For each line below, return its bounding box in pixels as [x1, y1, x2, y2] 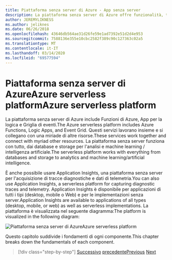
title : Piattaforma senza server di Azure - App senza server [5, 7, 141, 13]
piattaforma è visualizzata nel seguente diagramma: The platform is [5, 208, 146, 214]
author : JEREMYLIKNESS [5, 17, 54, 22]
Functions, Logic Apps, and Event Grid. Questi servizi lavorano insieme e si [5, 127, 163, 134]
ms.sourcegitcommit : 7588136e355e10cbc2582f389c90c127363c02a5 [5, 36, 143, 42]
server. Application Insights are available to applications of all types [5, 197, 146, 203]
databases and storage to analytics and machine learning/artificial [5, 155, 145, 161]
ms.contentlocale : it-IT [5, 46, 58, 51]
